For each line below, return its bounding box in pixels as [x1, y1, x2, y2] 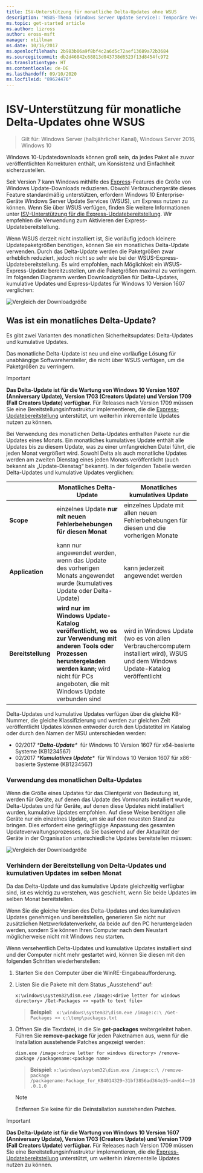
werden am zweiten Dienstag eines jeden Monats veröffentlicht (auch [6, 455, 179, 463]
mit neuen [56, 512, 86, 521]
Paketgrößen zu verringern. [6, 363, 75, 370]
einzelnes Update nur [56, 504, 118, 513]
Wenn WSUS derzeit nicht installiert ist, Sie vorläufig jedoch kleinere [6, 235, 176, 242]
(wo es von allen [123, 634, 171, 643]
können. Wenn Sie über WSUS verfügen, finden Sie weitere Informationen [6, 204, 190, 211]
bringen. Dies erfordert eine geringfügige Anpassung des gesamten [6, 822, 175, 829]
